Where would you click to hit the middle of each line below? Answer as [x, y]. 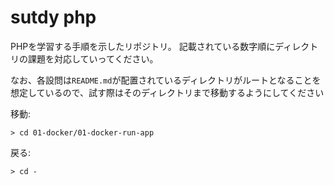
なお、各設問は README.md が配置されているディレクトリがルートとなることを [166, 80]
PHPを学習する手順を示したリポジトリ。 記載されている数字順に [143, 46]
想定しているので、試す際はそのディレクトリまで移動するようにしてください [167, 92]
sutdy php [53, 17]
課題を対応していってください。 [93, 58]
